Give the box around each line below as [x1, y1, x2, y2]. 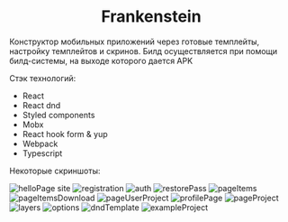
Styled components [22, 109, 95, 120]
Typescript [22, 147, 63, 159]
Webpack [22, 138, 58, 149]
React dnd [22, 99, 61, 110]
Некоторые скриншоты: [9, 165, 101, 176]
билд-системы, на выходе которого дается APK [9, 55, 193, 66]
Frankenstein [101, 6, 202, 27]
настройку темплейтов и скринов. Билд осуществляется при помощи [9, 45, 278, 56]
